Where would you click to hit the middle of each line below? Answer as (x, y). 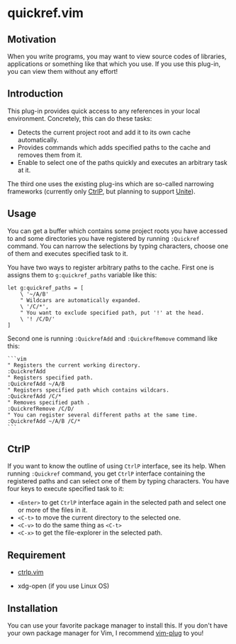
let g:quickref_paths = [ (45, 288)
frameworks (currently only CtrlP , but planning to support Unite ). (102, 191)
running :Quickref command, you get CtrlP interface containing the (106, 473)
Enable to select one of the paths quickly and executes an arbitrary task (123, 162)
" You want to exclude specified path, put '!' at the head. (112, 313)
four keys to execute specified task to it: (66, 489)
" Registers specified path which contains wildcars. (89, 390)
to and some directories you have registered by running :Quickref (103, 238)
